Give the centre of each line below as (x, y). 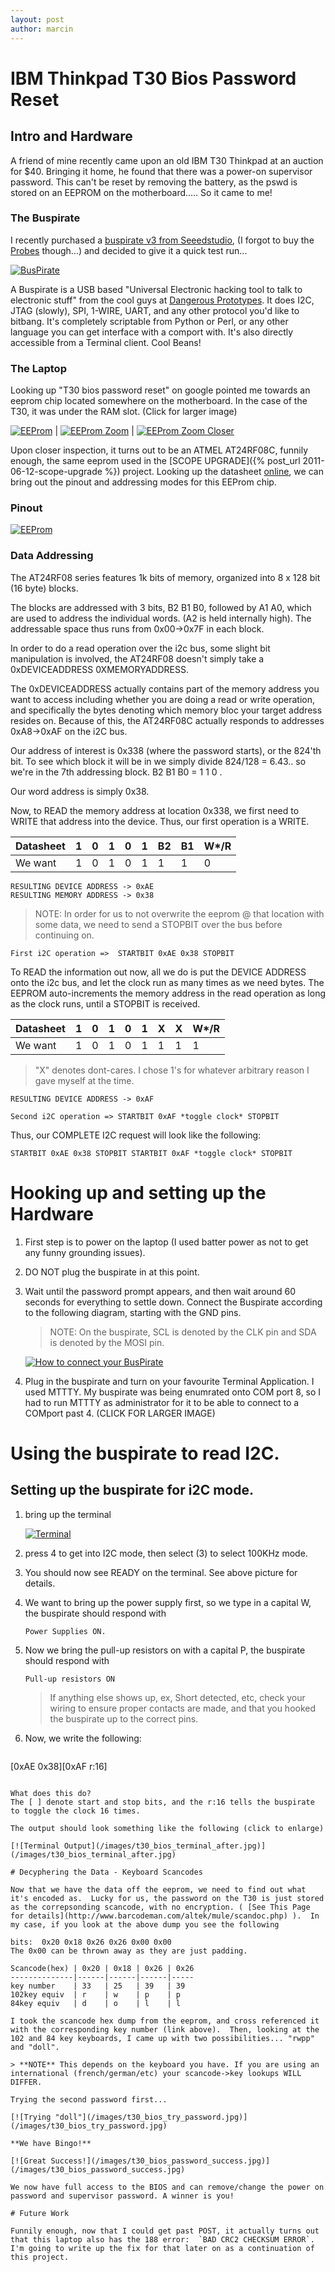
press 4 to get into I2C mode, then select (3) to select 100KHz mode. (166, 1553)
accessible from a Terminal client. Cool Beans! (106, 342)
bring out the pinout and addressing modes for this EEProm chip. (143, 482)
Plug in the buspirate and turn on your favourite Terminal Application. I (169, 1381)
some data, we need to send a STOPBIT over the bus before (158, 924)
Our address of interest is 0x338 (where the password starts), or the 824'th (166, 750)
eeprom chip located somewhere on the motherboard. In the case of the (159, 401)
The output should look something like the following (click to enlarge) (167, 1828)
